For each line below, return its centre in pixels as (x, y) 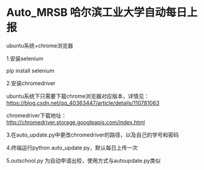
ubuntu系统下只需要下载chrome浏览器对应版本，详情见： (78, 96)
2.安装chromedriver (31, 83)
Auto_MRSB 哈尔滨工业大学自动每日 (97, 12)
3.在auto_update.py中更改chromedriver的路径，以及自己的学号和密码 (93, 135)
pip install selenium (30, 70)
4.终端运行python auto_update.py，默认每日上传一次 (72, 148)
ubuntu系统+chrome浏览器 (40, 46)
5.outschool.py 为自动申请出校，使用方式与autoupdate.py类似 (83, 160)
